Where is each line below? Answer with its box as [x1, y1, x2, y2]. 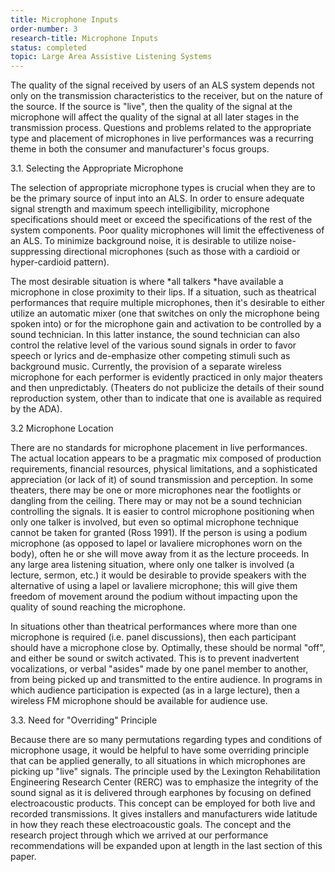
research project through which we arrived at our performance [10, 829, 269, 841]
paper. [10, 851, 37, 863]
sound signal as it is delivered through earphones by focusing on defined [10, 787, 312, 799]
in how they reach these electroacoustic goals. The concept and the [10, 819, 292, 831]
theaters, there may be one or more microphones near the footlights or [10, 484, 302, 496]
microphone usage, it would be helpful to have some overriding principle [10, 744, 310, 756]
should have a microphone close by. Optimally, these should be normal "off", [10, 642, 326, 654]
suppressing [10, 246, 62, 258]
